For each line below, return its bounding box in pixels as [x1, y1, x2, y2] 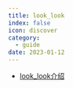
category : [8, 33, 41, 42]
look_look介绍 [19, 71, 65, 80]
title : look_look [8, 11, 65, 20]
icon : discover [8, 26, 58, 34]
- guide [15, 41, 41, 49]
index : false [8, 19, 51, 27]
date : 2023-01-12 [8, 48, 65, 56]
